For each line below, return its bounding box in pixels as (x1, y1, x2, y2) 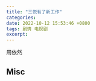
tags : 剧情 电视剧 (6, 25, 48, 32)
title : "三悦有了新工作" (6, 8, 62, 15)
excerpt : (6, 31, 28, 37)
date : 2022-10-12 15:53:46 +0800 (6, 20, 91, 26)
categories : (6, 15, 36, 21)
